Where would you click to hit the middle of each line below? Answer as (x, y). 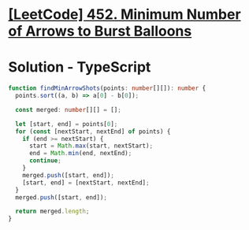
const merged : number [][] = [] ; (69, 109)
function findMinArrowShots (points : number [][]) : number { (107, 88)
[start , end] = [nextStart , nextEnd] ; (86, 183)
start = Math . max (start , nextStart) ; (91, 146)
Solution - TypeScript (80, 67)
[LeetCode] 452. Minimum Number (125, 15)
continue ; (45, 161)
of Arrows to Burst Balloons (100, 31)
